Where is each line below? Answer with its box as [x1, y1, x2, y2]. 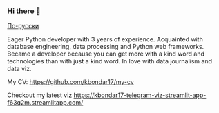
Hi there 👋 [7, 6, 41, 16]
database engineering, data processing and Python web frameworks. [7, 43, 204, 51]
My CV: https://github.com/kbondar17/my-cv [7, 78, 135, 86]
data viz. [7, 65, 32, 73]
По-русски [7, 22, 39, 30]
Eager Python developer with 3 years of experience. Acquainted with [7, 35, 204, 43]
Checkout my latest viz [7, 91, 73, 99]
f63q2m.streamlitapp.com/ [7, 99, 84, 107]
